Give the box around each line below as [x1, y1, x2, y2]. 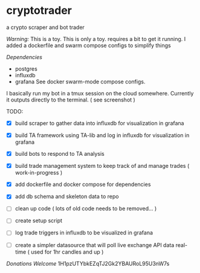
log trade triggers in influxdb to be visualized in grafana [15, 229, 153, 236]
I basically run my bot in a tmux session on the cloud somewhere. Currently [6, 89, 194, 97]
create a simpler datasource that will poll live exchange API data [15, 241, 175, 248]
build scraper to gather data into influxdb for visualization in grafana [15, 119, 184, 127]
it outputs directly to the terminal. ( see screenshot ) [6, 96, 136, 103]
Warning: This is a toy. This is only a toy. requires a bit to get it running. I [6, 35, 186, 42]
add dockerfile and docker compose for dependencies [15, 181, 151, 188]
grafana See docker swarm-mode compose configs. [15, 78, 146, 85]
